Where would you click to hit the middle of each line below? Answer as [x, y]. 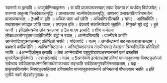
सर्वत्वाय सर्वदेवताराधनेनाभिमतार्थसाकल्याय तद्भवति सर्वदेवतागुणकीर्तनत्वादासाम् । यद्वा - [72, 64]
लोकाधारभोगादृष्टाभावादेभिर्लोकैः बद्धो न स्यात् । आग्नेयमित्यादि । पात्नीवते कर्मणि [66, 36]
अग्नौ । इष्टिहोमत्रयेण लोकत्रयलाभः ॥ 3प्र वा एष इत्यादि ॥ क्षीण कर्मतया [60, 30]
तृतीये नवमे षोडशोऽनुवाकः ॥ [27, 75]
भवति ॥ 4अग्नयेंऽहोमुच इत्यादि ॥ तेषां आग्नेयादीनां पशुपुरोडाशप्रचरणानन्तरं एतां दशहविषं [72, 52]
